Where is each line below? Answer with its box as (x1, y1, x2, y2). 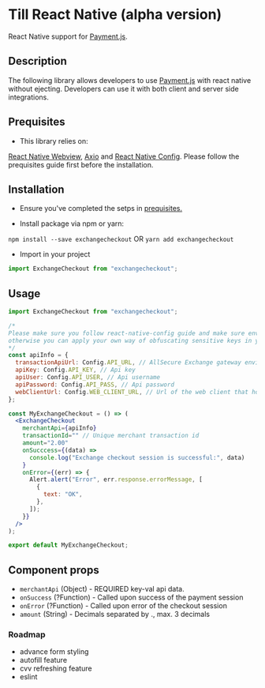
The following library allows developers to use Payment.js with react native (8, 75, 252, 85)
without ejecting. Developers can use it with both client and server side (8, 84, 239, 93)
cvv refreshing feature (19, 664, 92, 673)
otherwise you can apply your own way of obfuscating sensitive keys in (8, 336, 252, 344)
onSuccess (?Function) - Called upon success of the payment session (19, 592, 244, 602)
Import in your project (19, 250, 91, 259)
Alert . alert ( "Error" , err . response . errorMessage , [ (28, 476, 203, 483)
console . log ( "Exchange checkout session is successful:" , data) (28, 453, 245, 461)
